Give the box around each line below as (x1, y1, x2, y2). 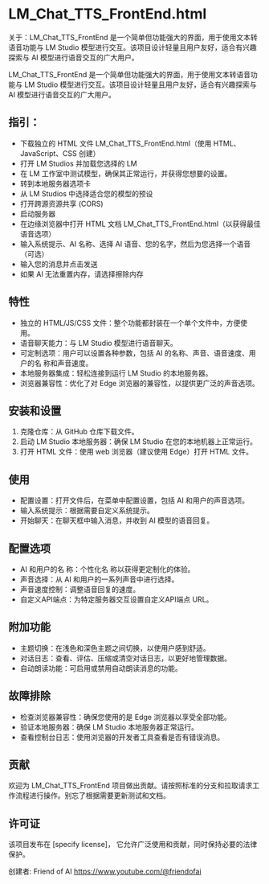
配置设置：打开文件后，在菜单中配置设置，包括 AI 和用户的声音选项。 (19, 495, 250, 505)
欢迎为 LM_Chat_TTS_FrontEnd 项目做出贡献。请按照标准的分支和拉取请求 (8, 781, 253, 791)
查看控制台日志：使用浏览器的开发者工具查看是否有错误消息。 (19, 732, 225, 742)
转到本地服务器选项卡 (19, 179, 91, 188)
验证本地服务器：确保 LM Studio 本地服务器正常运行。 (19, 722, 199, 732)
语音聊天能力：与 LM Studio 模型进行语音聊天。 (19, 338, 178, 347)
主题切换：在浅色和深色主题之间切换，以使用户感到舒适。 (19, 643, 210, 652)
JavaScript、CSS (19, 148, 78, 158)
